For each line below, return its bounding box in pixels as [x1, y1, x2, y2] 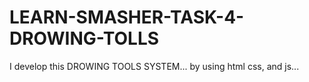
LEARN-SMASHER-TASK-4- [9, 6, 245, 29]
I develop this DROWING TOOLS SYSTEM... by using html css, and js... [9, 60, 300, 72]
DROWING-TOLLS [9, 27, 160, 50]
